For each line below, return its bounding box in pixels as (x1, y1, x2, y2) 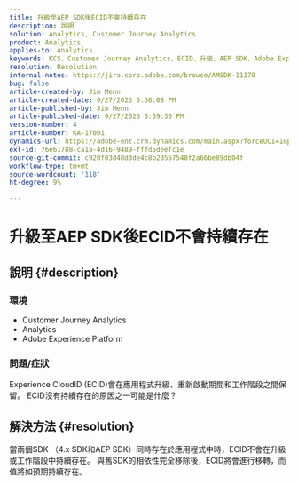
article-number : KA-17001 (9, 129, 105, 138)
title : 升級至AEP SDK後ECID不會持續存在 (9, 12, 147, 22)
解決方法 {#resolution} (9, 418, 135, 433)
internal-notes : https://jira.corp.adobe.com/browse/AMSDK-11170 (9, 71, 255, 80)
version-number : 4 (9, 121, 77, 130)
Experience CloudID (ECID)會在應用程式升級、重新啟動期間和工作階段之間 (9, 379, 279, 390)
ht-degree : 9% (9, 179, 62, 187)
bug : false (9, 79, 50, 88)
